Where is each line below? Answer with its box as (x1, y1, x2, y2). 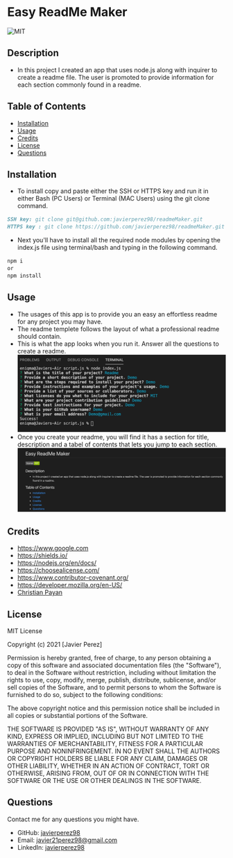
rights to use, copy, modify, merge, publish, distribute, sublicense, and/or (7, 676, 216, 684)
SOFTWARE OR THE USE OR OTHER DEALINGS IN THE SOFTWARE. (7, 777, 202, 785)
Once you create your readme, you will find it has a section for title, (17, 432, 209, 441)
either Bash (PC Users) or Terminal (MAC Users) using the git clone (17, 194, 210, 203)
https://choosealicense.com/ (17, 566, 100, 575)
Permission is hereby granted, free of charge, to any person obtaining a (7, 654, 212, 662)
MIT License (7, 627, 43, 635)
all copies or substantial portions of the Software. (7, 712, 148, 720)
